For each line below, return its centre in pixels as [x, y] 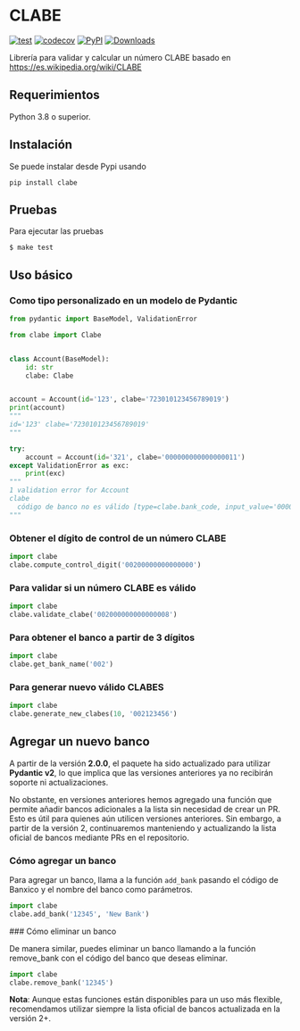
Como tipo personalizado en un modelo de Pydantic [124, 300]
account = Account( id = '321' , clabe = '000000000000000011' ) [135, 457]
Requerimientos [54, 95]
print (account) [37, 408]
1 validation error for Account [69, 491]
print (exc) [46, 474]
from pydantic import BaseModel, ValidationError [104, 319]
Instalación [41, 145]
